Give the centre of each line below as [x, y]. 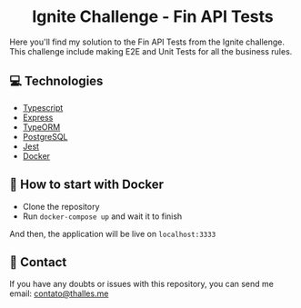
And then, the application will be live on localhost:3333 [113, 233]
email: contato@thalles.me [59, 293]
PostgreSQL [45, 136]
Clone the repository [61, 206]
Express [38, 117]
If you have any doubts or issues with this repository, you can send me [142, 284]
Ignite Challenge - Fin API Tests [153, 17]
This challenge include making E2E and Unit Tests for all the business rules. [151, 51]
